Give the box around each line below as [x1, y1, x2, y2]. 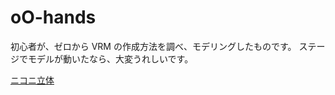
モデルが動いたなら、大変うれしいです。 [27, 52, 194, 65]
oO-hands [10, 6, 97, 29]
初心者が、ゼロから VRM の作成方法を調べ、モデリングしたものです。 [10, 40, 297, 52]
